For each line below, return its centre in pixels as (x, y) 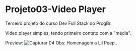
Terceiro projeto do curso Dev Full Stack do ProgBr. (58, 23)
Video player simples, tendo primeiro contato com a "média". (69, 33)
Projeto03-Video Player (55, 9)
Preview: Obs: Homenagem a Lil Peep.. (61, 43)
